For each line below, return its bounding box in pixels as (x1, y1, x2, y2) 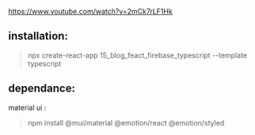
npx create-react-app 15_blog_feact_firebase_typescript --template (27, 51, 248, 60)
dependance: (8, 82, 75, 96)
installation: (8, 29, 69, 43)
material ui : (8, 103, 47, 112)
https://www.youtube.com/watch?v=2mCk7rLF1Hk (8, 7, 173, 16)
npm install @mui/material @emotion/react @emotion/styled (27, 118, 225, 127)
